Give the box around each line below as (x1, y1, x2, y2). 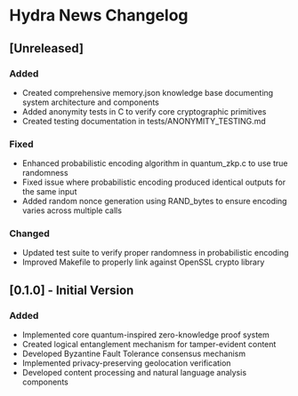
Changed (9, 227, 51, 240)
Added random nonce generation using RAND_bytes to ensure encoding (21, 196, 287, 207)
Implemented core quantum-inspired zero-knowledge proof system (21, 329, 270, 340)
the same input (21, 186, 77, 197)
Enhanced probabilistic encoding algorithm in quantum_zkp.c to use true (21, 158, 288, 169)
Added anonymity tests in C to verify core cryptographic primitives (21, 106, 267, 116)
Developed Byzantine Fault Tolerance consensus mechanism (21, 348, 246, 360)
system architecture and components (21, 97, 160, 107)
